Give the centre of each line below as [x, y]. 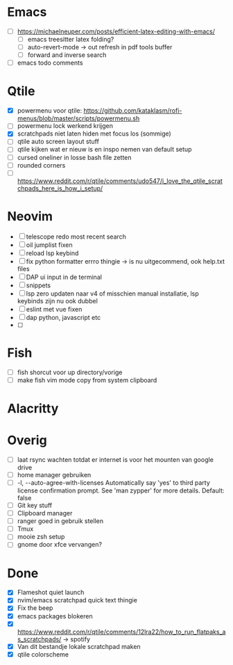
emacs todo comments [50, 63]
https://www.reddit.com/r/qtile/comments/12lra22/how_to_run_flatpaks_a [121, 632]
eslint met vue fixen [54, 309]
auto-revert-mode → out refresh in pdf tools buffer [100, 47]
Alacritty [33, 408]
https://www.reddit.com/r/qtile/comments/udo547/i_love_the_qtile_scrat [120, 181]
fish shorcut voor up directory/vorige [70, 372]
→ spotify [76, 639]
